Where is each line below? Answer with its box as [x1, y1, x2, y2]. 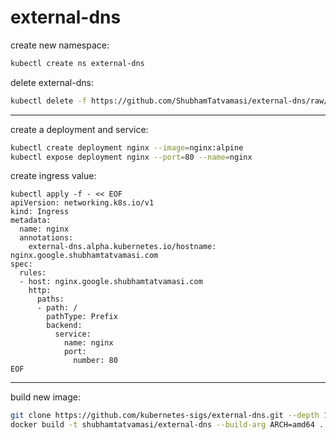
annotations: [19, 233, 74, 243]
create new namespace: [10, 39, 110, 51]
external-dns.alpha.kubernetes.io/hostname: [28, 242, 217, 252]
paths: [36, 294, 65, 305]
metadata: [10, 216, 52, 226]
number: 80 [73, 356, 118, 366]
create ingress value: [10, 170, 97, 182]
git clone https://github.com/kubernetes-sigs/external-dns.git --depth [10, 411, 320, 421]
